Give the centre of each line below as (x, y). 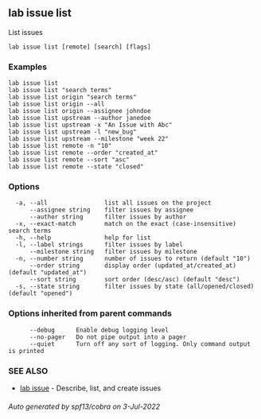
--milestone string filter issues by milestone (113, 252)
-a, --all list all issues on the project (114, 203)
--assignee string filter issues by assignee (111, 210)
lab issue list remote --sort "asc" (69, 160)
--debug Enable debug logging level (99, 330)
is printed (26, 351)
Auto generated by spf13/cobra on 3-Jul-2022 (84, 406)
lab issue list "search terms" (60, 91)
